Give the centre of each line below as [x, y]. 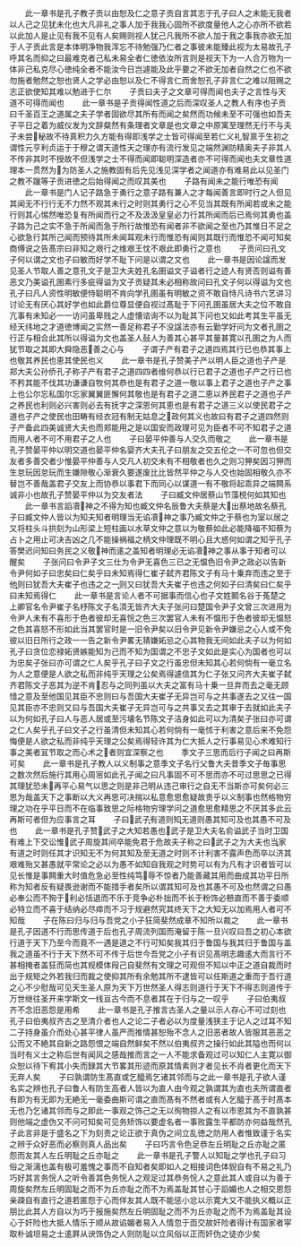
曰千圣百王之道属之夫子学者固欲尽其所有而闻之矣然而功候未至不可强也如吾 [146, 114]
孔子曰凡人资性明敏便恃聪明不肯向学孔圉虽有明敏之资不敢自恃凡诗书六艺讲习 [150, 293]
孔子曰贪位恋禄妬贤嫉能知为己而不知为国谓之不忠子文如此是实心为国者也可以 [150, 651]
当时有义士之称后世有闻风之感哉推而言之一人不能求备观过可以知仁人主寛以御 [150, 1054]
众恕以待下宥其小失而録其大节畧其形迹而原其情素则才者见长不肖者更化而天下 [150, 1066]
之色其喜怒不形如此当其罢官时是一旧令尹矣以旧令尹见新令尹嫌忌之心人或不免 [150, 629]
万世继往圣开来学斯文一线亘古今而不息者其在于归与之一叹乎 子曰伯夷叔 [148, 998]
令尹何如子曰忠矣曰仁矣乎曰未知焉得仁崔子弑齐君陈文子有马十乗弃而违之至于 [150, 573]
